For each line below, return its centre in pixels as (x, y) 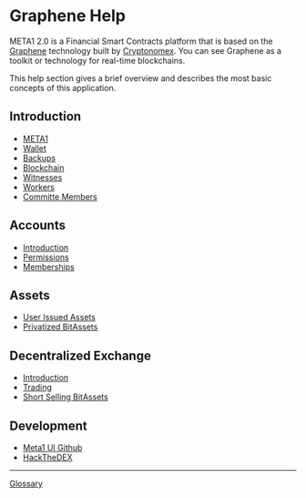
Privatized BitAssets (60, 327)
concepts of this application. (63, 88)
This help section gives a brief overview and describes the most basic (141, 78)
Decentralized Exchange (81, 355)
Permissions (46, 257)
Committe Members (60, 196)
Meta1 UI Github (52, 447)
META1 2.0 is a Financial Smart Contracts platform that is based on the (141, 41)
